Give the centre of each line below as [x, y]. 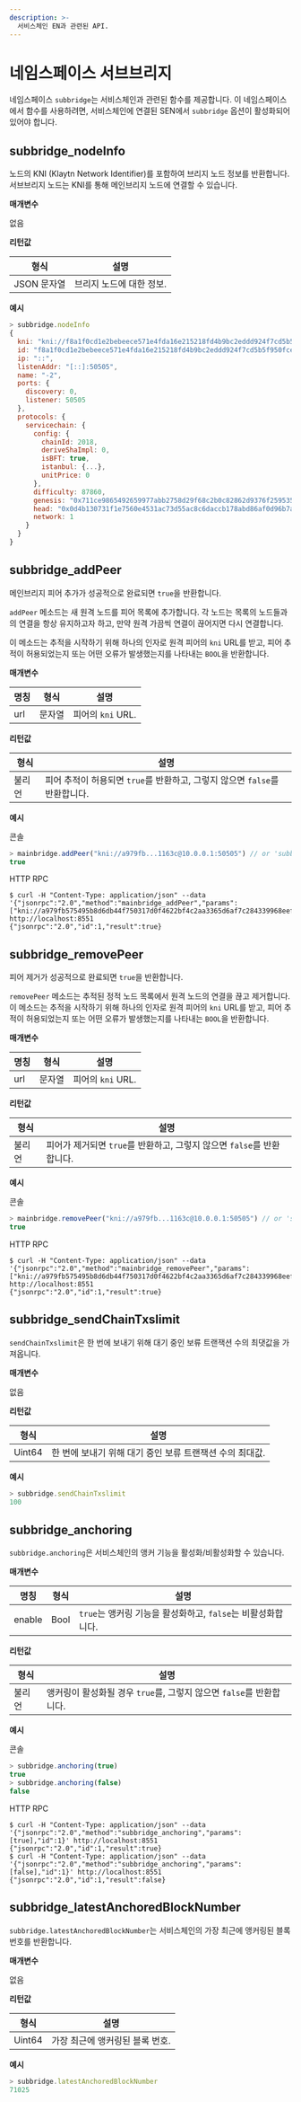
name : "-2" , [40, 375]
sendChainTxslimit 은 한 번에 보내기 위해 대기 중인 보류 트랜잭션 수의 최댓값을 [145, 1342]
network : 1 [53, 517]
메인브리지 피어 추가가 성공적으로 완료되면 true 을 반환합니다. [116, 593]
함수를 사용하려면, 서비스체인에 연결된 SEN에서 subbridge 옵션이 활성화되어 [158, 111]
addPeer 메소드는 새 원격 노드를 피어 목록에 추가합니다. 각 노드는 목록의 [133, 612]
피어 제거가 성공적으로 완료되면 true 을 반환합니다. [96, 977]
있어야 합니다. [34, 122]
